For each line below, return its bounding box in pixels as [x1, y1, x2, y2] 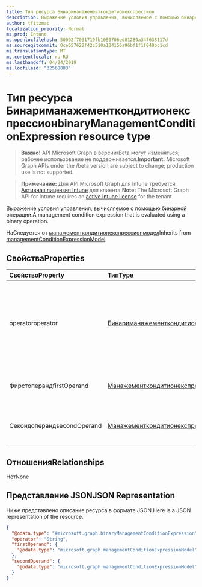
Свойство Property [9, 271, 65, 279]
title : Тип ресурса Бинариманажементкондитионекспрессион [6, 8, 155, 15]
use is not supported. [20, 168, 74, 176]
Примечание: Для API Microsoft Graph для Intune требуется [20, 180, 176, 188]
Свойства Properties [6, 253, 85, 263]
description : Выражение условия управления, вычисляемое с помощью [6, 14, 179, 21]
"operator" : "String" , [11, 536, 69, 542]
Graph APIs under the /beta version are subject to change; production [20, 162, 194, 170]
